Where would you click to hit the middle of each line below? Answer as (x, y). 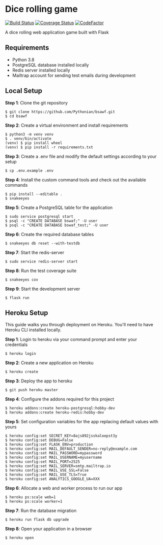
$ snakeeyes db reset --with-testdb (42, 243)
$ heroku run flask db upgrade (37, 520)
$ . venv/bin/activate (28, 138)
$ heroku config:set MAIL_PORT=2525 (42, 462)
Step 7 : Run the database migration (41, 511)
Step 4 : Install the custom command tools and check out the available (76, 180)
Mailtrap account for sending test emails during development (74, 75)
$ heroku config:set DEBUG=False (39, 440)
